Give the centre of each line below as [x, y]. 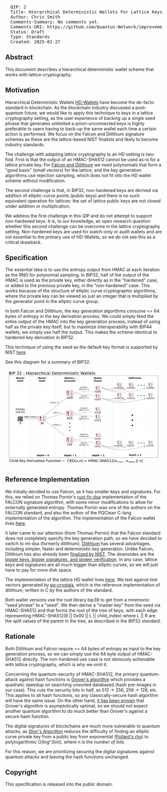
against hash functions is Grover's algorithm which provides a [82, 679]
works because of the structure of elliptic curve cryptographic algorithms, [81, 291]
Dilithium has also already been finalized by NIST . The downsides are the [80, 554]
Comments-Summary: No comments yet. [55, 22]
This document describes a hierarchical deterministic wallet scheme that [80, 69]
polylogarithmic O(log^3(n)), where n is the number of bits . [65, 742]
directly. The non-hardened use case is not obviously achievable [88, 659]
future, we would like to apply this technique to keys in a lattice [89, 113]
